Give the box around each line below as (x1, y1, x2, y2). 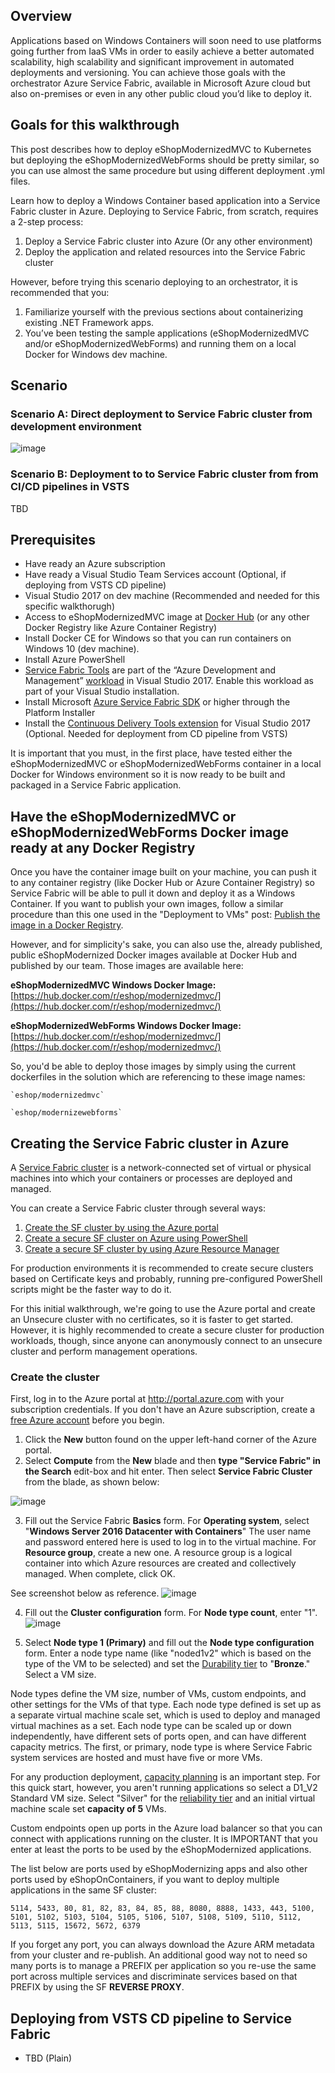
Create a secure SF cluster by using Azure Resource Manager (24, 1243, 280, 1255)
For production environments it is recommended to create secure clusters (10, 1262, 314, 1274)
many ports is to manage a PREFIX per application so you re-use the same (10, 1960, 317, 1972)
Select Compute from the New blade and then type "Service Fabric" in (24, 1455, 321, 1467)
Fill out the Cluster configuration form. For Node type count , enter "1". (24, 1607, 318, 1619)
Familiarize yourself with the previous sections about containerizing (24, 305, 304, 318)
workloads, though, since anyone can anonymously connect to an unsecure (10, 1335, 323, 1347)
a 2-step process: (10, 215, 84, 228)
